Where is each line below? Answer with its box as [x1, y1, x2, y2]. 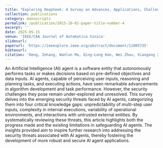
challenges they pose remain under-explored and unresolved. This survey [5, 91, 153, 97]
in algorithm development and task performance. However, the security [5, 86, 148, 92]
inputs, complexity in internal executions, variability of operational [5, 107, 137, 113]
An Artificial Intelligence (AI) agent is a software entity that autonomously [5, 66, 151, 71]
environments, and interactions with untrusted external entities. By [5, 112, 138, 118]
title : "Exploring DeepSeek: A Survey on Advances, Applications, [5, 7, 142, 12]
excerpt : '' [5, 25, 29, 30]
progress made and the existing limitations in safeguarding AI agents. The [5, 122, 152, 128]
